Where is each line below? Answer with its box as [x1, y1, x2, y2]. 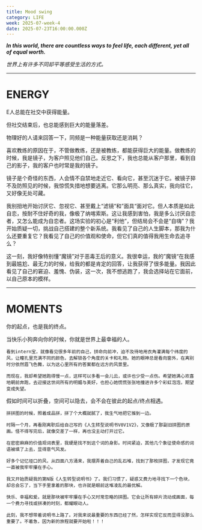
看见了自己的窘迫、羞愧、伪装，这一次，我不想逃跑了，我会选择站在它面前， [6, 268, 196, 275]
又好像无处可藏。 [6, 190, 49, 197]
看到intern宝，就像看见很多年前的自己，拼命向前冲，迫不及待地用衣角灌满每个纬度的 [6, 349, 188, 355]
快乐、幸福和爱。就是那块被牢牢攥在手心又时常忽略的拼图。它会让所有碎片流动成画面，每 [6, 494, 194, 501]
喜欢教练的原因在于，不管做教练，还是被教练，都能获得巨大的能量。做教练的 [6, 147, 196, 154]
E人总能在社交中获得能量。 [6, 109, 73, 116]
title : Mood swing [6, 8, 52, 15]
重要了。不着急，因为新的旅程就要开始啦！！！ [6, 519, 105, 525]
